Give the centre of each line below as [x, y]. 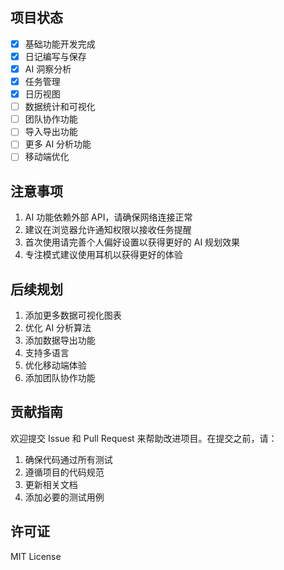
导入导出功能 [51, 132]
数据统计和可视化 [60, 107]
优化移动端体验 [55, 365]
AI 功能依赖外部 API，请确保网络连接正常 [108, 217]
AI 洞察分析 [48, 69]
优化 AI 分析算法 [58, 328]
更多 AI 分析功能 [58, 144]
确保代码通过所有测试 [68, 459]
